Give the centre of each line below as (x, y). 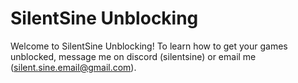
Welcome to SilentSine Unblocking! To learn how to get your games (149, 46)
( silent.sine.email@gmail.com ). (73, 67)
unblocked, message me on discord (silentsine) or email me (133, 56)
